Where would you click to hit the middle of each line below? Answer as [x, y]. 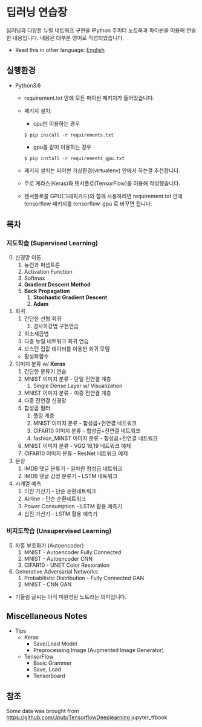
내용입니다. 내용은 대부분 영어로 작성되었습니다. [68, 37]
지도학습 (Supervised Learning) [52, 244]
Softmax [34, 278]
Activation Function [48, 272]
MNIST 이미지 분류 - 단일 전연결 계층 [68, 379]
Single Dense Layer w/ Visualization [78, 386]
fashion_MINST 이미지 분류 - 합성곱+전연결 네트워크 [96, 438]
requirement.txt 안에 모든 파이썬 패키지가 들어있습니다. [89, 98]
